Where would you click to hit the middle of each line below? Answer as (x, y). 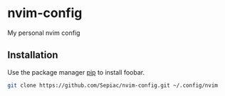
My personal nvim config (44, 33)
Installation (33, 55)
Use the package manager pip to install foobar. (76, 72)
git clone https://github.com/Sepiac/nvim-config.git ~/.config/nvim (113, 85)
